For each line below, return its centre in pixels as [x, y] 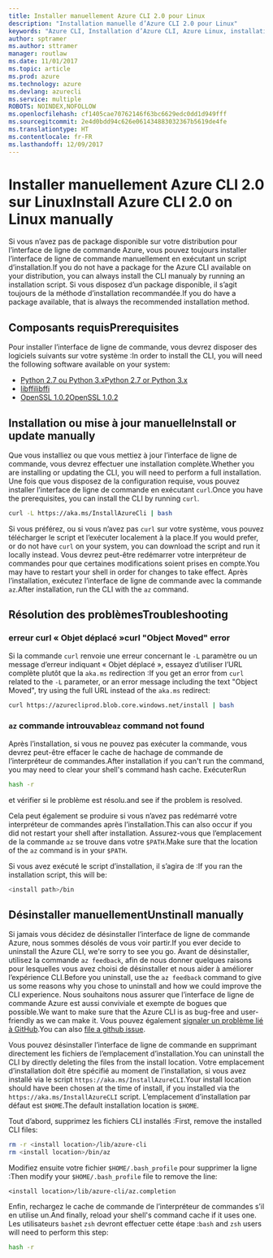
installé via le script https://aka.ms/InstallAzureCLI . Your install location [130, 1080]
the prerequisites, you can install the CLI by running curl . [104, 499]
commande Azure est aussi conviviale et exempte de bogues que [118, 1004]
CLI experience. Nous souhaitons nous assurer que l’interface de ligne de [131, 995]
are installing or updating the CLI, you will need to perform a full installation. [135, 473]
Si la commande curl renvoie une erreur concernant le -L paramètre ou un [133, 656]
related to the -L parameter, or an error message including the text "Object [133, 681]
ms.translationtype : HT [49, 129]
